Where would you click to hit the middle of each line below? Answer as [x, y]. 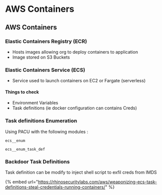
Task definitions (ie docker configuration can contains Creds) [75, 108]
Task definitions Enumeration [41, 121]
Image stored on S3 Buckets [41, 57]
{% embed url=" [22, 182]
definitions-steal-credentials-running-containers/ [55, 187]
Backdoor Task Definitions [38, 162]
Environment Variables [35, 103]
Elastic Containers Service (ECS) [45, 70]
